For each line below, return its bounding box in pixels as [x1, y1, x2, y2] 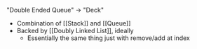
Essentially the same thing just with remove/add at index [27, 34, 190, 42]
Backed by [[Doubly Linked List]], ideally [16, 27, 134, 35]
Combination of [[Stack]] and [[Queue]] [16, 19, 131, 27]
